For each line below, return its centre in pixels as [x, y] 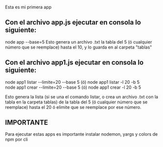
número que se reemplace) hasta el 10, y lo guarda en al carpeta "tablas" [79, 47]
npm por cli [16, 140]
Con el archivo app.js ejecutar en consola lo [73, 22]
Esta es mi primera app [28, 7]
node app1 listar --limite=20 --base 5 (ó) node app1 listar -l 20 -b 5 [72, 82]
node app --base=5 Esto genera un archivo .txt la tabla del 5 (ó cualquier [79, 42]
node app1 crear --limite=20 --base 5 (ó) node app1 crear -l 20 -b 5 [73, 87]
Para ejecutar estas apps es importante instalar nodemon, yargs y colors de [81, 134]
